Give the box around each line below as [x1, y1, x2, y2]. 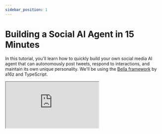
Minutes [5, 39, 40, 50]
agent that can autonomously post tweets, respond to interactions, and [5, 60, 150, 67]
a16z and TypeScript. [5, 71, 48, 77]
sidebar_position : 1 [5, 7, 48, 12]
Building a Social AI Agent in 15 [5, 28, 135, 40]
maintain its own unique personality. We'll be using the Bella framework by [5, 66, 157, 72]
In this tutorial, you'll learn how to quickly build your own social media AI [5, 55, 153, 61]
